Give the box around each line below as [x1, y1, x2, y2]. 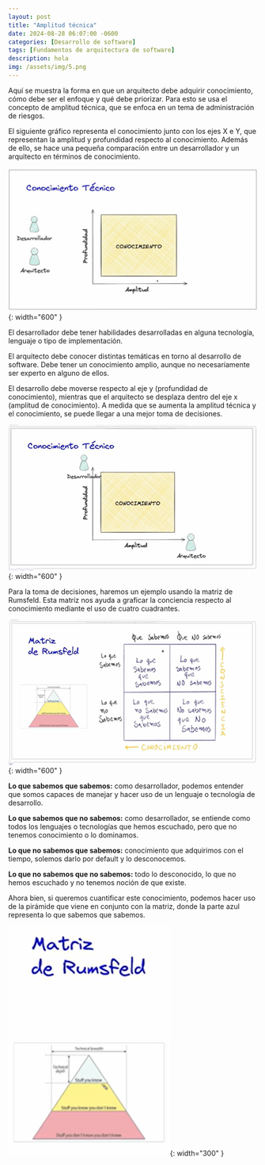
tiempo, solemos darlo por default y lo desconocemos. [8, 853, 187, 864]
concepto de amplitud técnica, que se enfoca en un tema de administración [8, 102, 255, 112]
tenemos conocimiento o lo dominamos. [8, 830, 139, 840]
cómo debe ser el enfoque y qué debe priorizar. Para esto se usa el [8, 94, 228, 103]
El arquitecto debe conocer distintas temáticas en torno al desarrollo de [8, 351, 241, 361]
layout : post [8, 13, 51, 21]
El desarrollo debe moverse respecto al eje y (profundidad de [8, 383, 208, 393]
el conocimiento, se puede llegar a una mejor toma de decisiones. [8, 408, 223, 418]
